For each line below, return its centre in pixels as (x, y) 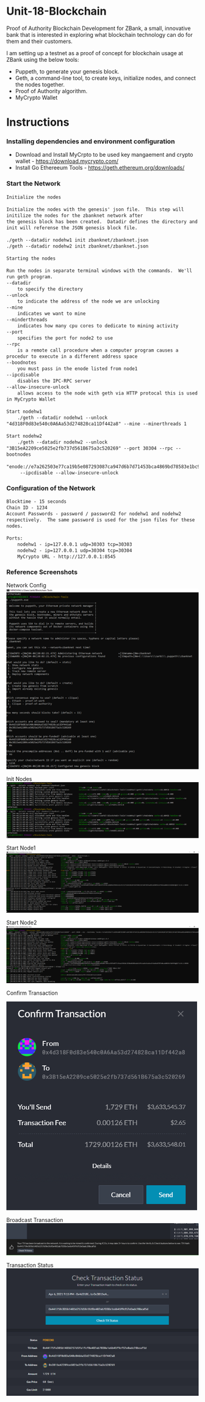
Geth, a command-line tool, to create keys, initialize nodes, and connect (106, 78)
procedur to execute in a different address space (72, 356)
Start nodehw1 (24, 412)
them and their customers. (40, 41)
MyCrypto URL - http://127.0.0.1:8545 (67, 557)
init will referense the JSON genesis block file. (72, 228)
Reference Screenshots (42, 572)
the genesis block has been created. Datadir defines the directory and (102, 222)
